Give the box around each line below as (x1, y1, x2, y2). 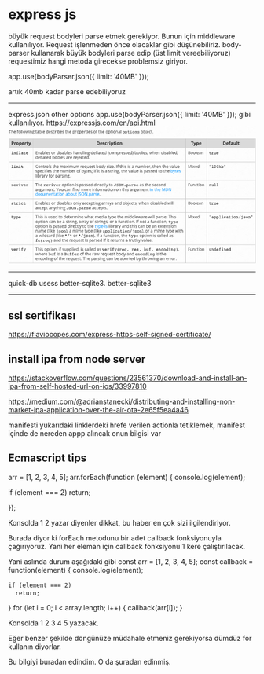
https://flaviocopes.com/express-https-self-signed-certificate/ (8, 330, 211, 339)
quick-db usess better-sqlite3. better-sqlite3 (8, 279, 152, 288)
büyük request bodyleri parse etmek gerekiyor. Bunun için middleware (8, 31, 236, 41)
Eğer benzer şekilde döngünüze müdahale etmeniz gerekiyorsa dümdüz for (8, 633, 252, 643)
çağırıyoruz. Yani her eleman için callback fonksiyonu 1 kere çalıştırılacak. (8, 541, 246, 551)
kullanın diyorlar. (8, 642, 61, 651)
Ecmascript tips (8, 452, 87, 465)
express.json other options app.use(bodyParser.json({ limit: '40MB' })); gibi (8, 109, 251, 119)
